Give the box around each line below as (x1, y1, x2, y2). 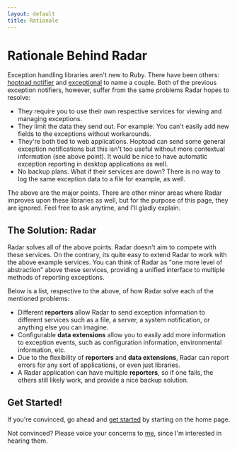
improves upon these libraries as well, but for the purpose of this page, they (7, 196, 229, 205)
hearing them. (7, 436, 48, 445)
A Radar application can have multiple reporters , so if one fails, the (17, 368, 214, 377)
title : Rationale (7, 17, 59, 24)
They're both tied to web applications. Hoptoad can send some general (17, 137, 226, 146)
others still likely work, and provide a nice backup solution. (17, 376, 189, 385)
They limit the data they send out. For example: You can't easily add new (17, 122, 230, 131)
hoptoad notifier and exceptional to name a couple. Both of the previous (7, 79, 217, 87)
